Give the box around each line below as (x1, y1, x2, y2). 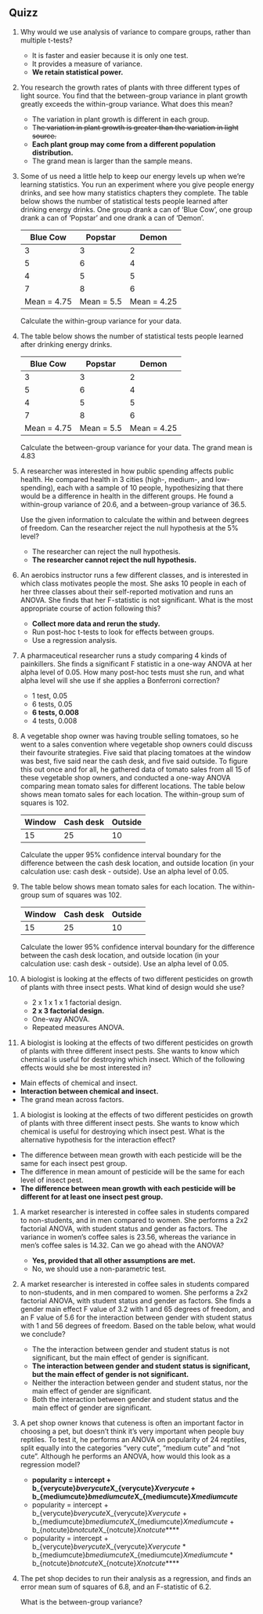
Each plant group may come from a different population (31, 139, 216, 148)
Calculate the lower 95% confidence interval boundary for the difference (20, 942, 255, 951)
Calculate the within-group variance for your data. (20, 316, 182, 325)
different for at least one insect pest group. (20, 1192, 164, 1201)
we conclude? (20, 1329, 66, 1338)
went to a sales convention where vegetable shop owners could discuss (20, 739, 254, 749)
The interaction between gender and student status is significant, (31, 1361, 250, 1371)
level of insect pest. (20, 1175, 85, 1185)
